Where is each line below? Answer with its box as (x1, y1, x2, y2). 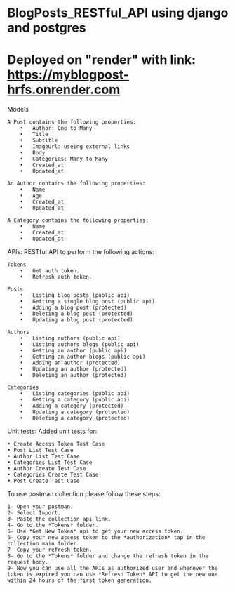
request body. (7, 559, 49, 566)
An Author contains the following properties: (7, 180, 146, 187)
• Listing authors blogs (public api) (20, 341, 140, 348)
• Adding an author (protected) (20, 359, 121, 366)
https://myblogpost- (7, 67, 130, 83)
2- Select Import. (7, 510, 61, 517)
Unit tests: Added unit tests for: (7, 427, 98, 436)
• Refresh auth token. (20, 274, 93, 281)
